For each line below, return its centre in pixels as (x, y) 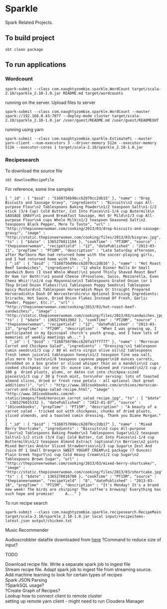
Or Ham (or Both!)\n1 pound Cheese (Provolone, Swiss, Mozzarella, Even (82, 276)
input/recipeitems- (125, 516)
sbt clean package (24, 49)
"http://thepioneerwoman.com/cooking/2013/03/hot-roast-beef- (71, 307)
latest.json (17, 521)
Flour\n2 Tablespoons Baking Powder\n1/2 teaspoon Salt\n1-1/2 (90, 207)
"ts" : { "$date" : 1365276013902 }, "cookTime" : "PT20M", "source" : (81, 320)
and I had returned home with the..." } (48, 259)
